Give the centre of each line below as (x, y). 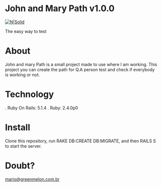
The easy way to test (26, 31)
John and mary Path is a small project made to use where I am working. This (81, 64)
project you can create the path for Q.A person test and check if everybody (80, 69)
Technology (29, 94)
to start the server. (23, 146)
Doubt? (20, 165)
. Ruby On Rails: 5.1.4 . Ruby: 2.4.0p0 (42, 108)
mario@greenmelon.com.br (32, 179)
